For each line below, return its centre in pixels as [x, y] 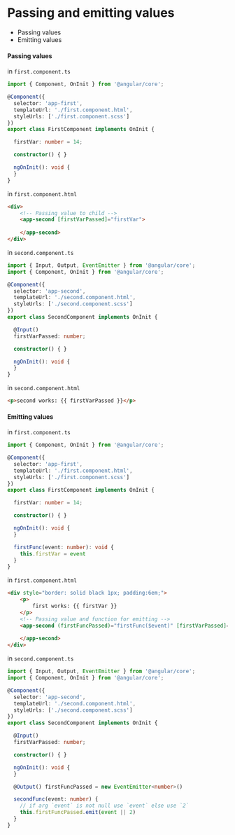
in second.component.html [44, 388]
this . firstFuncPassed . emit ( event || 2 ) [78, 813]
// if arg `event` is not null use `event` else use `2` [105, 806]
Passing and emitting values [91, 13]
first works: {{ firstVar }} [75, 606]
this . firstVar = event [53, 554]
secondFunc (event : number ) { [56, 799]
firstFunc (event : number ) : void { [64, 547]
